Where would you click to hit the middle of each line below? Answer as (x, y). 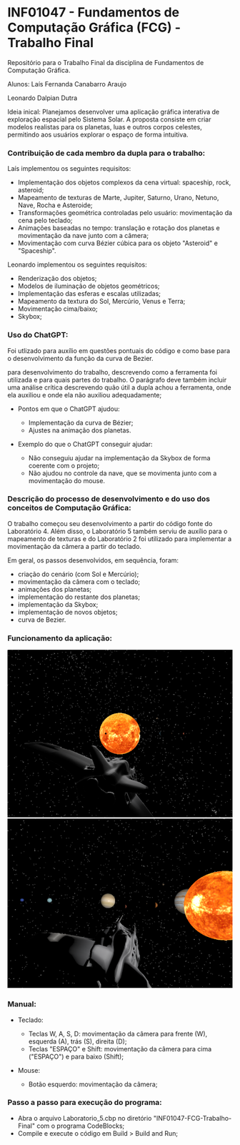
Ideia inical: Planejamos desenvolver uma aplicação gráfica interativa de (114, 111)
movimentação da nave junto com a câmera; (83, 236)
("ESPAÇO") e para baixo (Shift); (76, 1056)
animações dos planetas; (55, 589)
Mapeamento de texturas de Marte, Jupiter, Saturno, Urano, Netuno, (118, 198)
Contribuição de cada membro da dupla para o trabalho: (106, 153)
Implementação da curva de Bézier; (81, 422)
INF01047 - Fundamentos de (94, 13)
